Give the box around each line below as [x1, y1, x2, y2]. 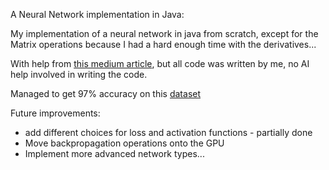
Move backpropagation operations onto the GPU [24, 137, 225, 149]
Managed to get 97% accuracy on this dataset [10, 88, 202, 99]
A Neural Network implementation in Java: [10, 9, 185, 20]
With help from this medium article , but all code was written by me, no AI [10, 58, 310, 69]
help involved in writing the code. [10, 69, 148, 80]
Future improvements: [10, 107, 101, 119]
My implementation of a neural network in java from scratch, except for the [10, 28, 319, 39]
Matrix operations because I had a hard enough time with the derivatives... [10, 39, 317, 50]
